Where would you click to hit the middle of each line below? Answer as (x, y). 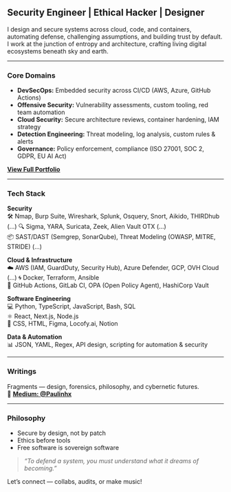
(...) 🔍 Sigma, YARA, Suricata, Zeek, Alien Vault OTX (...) (87, 227)
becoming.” (40, 468)
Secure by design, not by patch (62, 433)
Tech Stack (26, 194)
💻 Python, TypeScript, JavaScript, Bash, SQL (71, 306)
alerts (25, 142)
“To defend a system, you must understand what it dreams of (111, 461)
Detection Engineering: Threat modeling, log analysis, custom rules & (116, 134)
